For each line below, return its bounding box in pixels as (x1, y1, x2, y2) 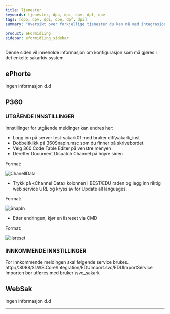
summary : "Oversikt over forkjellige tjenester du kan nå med (5, 21, 139, 27)
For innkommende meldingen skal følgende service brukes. (5, 259, 129, 265)
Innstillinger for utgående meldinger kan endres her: (5, 124, 114, 131)
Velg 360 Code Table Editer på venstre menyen (12, 145, 111, 151)
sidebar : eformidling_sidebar (5, 36, 69, 41)
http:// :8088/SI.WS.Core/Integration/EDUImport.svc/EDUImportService (5, 264, 153, 270)
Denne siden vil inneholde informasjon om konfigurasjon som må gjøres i (5, 49, 157, 55)
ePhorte (5, 70, 31, 78)
